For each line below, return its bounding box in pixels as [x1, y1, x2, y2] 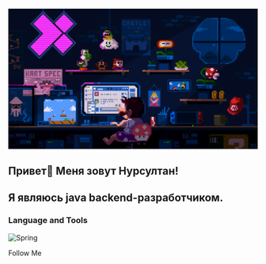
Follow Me [8, 248, 42, 258]
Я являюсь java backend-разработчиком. [8, 191, 224, 205]
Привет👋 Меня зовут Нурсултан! [8, 164, 179, 178]
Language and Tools [8, 215, 89, 226]
